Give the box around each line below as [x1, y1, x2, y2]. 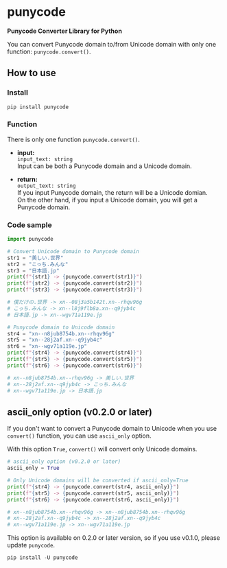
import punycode [7, 236, 53, 243]
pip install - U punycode [7, 554, 78, 561]
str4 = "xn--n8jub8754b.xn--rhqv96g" [7, 330, 115, 337]
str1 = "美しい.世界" [7, 255, 64, 261]
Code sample [7, 220, 53, 230]
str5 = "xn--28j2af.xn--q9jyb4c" [7, 337, 103, 344]
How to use [7, 67, 56, 79]
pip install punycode [7, 104, 69, 110]
